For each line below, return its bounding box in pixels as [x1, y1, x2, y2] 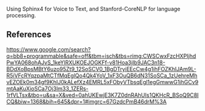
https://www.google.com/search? [6, 45, 91, 53]
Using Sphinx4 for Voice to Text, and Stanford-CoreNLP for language [6, 6, 181, 12]
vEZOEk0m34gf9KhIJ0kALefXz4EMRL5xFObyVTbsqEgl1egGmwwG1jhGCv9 [6, 78, 199, 85]
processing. [6, 12, 37, 19]
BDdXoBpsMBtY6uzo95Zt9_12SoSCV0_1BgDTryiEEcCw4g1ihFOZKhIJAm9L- [6, 65, 197, 72]
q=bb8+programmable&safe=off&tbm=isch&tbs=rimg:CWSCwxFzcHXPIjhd [6, 52, 196, 59]
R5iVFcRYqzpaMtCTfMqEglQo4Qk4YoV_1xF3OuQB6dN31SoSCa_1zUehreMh [6, 72, 198, 79]
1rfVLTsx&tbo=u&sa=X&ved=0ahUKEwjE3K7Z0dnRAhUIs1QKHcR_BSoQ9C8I [6, 91, 199, 99]
